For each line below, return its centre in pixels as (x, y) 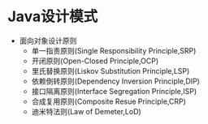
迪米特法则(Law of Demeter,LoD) (86, 111)
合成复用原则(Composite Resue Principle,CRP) (108, 101)
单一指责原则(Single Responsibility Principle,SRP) (114, 50)
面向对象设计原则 (48, 41)
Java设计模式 (53, 17)
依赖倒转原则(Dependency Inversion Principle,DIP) (116, 81)
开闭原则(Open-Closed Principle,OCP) (95, 61)
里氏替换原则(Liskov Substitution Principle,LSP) (110, 71)
